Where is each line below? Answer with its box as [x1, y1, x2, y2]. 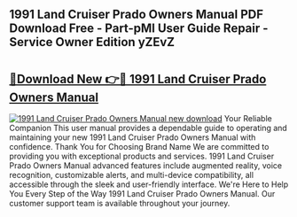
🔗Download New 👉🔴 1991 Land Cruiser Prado [9, 71, 267, 87]
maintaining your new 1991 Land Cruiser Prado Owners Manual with [9, 132, 256, 143]
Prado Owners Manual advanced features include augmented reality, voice [9, 160, 282, 171]
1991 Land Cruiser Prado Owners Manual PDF [9, 7, 264, 22]
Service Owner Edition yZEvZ [9, 35, 176, 50]
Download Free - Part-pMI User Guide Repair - [9, 21, 269, 36]
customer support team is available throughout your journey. [9, 198, 231, 208]
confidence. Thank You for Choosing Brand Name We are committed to [9, 142, 270, 151]
